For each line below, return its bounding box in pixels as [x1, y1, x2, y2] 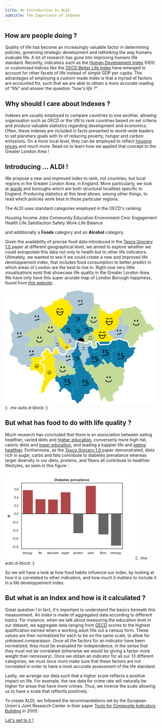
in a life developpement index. [5, 580, 65, 586]
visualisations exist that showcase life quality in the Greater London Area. [5, 269, 150, 275]
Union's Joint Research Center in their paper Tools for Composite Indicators [5, 703, 156, 709]
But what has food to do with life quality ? [5, 419, 132, 427]
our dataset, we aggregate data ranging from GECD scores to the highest [5, 622, 150, 628]
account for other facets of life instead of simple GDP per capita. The [5, 70, 142, 76]
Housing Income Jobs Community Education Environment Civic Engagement [5, 215, 157, 221]
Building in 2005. [5, 708, 39, 713]
